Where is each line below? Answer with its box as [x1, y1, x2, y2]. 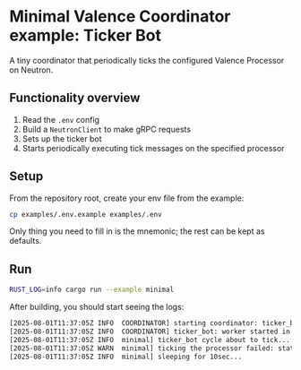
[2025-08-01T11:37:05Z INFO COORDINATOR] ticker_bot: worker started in [9, 327, 291, 336]
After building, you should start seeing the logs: [9, 302, 185, 313]
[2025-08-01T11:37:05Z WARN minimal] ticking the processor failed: [9, 343, 275, 353]
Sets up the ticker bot [21, 133, 102, 144]
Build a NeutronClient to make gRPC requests [21, 124, 191, 134]
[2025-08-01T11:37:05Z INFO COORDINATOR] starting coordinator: [9, 319, 258, 328]
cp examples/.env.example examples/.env [9, 210, 163, 219]
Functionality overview [9, 90, 141, 106]
